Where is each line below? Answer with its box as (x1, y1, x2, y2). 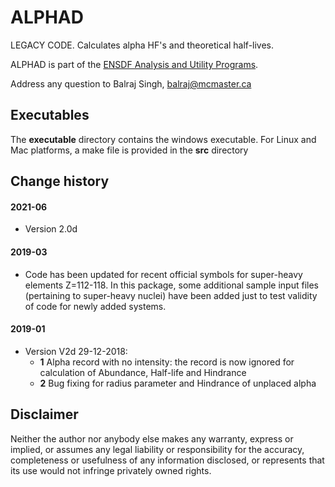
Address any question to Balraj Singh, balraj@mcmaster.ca (10, 77, 252, 90)
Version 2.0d (24, 223, 78, 235)
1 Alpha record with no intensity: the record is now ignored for (39, 356, 295, 368)
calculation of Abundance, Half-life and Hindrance (39, 366, 247, 378)
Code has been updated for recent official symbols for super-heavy (24, 268, 303, 280)
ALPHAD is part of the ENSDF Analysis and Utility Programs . (10, 58, 259, 70)
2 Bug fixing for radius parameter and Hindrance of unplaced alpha (39, 377, 317, 389)
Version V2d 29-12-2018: (24, 345, 128, 357)
